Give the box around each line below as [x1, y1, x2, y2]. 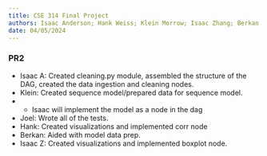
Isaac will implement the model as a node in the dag [31, 104, 203, 114]
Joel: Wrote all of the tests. [19, 113, 109, 123]
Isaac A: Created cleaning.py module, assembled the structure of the [19, 71, 247, 80]
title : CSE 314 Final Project [8, 11, 110, 20]
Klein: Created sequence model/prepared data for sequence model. [19, 88, 243, 97]
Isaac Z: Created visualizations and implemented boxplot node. [19, 138, 228, 148]
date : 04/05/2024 [8, 26, 66, 34]
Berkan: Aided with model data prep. [19, 130, 141, 139]
